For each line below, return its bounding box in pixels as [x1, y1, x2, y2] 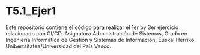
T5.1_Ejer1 [5, 4, 56, 18]
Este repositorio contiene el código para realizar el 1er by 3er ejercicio [5, 24, 179, 31]
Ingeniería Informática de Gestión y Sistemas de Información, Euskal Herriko [5, 36, 195, 43]
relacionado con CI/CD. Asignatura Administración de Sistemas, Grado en [5, 30, 187, 37]
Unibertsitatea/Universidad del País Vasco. [5, 43, 112, 50]
